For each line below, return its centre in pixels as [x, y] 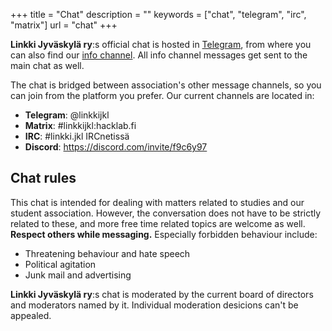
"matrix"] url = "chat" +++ [64, 25]
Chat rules [43, 178]
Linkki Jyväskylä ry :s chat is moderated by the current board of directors [162, 294]
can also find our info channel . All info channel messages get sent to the [159, 55]
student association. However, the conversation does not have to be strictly [166, 213]
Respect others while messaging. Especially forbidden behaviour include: [164, 234]
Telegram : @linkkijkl [67, 115]
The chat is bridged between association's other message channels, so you [166, 85]
